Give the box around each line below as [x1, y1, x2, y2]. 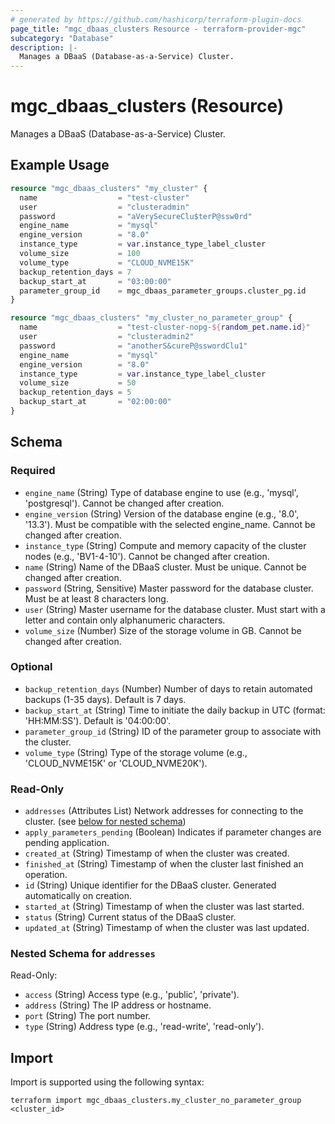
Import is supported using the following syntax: [10, 1076, 205, 1088]
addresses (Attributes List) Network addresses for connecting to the [24, 805, 304, 817]
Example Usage [10, 157, 110, 174]
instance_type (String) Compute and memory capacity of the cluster [24, 539, 307, 551]
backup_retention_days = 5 [19, 387, 132, 398]
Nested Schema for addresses [10, 947, 156, 961]
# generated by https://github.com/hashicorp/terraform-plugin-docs [10, 14, 302, 25]
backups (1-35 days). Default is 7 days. [24, 693, 187, 705]
